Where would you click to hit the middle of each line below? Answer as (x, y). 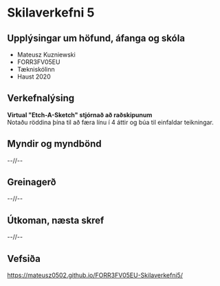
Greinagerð (32, 182)
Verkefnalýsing (41, 98)
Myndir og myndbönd (54, 144)
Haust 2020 (34, 76)
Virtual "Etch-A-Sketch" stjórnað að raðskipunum (80, 114)
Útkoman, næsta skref (56, 220)
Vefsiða (24, 259)
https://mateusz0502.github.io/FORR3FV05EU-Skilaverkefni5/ (95, 275)
